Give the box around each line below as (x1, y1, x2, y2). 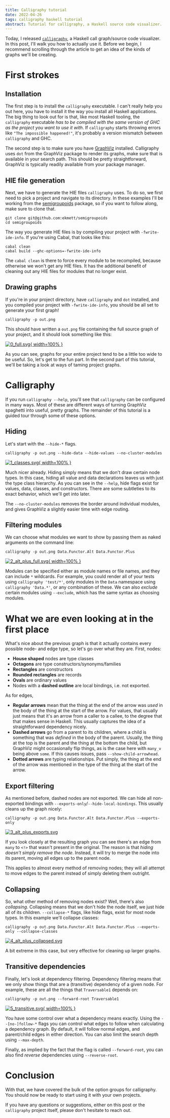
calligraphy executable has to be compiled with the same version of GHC (5, 119, 160, 125)
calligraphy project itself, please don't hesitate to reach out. (5, 1107, 132, 1113)
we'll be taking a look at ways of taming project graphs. (5, 361, 121, 368)
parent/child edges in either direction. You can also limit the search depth (5, 1031, 159, 1037)
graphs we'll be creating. (5, 52, 57, 58)
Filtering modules (5, 521, 62, 529)
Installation (5, 89, 42, 98)
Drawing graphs (5, 283, 57, 292)
